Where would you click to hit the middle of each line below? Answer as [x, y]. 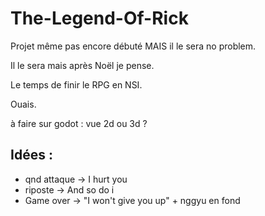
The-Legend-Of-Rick [99, 18]
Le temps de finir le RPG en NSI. [76, 84]
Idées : [31, 155]
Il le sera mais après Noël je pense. [82, 65]
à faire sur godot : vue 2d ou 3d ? [79, 123]
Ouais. [23, 104]
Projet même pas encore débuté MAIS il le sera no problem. [133, 46]
